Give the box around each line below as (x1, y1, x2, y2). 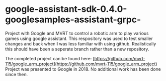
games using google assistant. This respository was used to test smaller (5, 36, 153, 41)
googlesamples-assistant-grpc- (5, 14, 141, 25)
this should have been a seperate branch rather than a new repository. (5, 46, 149, 52)
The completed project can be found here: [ (5, 55, 95, 61)
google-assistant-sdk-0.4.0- (5, 3, 127, 15)
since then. (5, 71, 28, 77)
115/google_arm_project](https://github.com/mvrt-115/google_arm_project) (5, 61, 158, 67)
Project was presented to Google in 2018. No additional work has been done (5, 66, 161, 72)
